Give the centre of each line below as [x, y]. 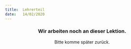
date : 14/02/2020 [25, 14]
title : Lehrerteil [25, 10]
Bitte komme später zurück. [82, 42]
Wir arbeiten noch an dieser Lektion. [82, 31]
